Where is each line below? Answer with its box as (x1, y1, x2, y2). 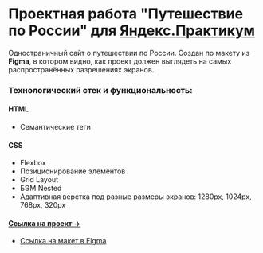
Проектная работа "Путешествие (8, 5, 244, 23)
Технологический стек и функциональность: (8, 84, 193, 95)
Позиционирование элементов (19, 166, 126, 176)
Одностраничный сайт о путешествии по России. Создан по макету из (8, 48, 249, 57)
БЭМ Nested (19, 184, 62, 193)
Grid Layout (19, 175, 58, 185)
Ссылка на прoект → (8, 218, 81, 228)
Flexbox (19, 158, 46, 168)
